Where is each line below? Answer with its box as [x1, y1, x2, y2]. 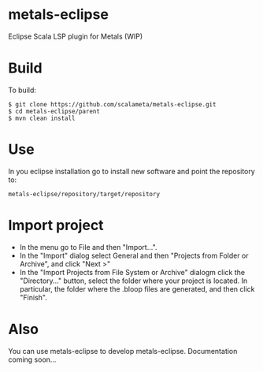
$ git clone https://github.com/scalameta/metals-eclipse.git [8, 100, 217, 108]
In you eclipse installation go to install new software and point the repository [8, 166, 256, 176]
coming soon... [8, 355, 57, 364]
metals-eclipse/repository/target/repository [8, 190, 160, 198]
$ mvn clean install [8, 114, 76, 122]
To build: [8, 85, 37, 95]
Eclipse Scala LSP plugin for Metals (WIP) [8, 32, 143, 41]
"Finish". [19, 292, 47, 302]
